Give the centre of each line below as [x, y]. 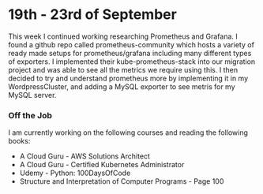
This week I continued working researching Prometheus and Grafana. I [123, 36]
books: [19, 141]
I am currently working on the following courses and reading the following [128, 132]
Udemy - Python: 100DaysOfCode [75, 173]
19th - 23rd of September [93, 15]
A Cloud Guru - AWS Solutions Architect [85, 156]
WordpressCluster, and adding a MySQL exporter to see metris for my [122, 86]
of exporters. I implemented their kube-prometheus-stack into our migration [132, 62]
